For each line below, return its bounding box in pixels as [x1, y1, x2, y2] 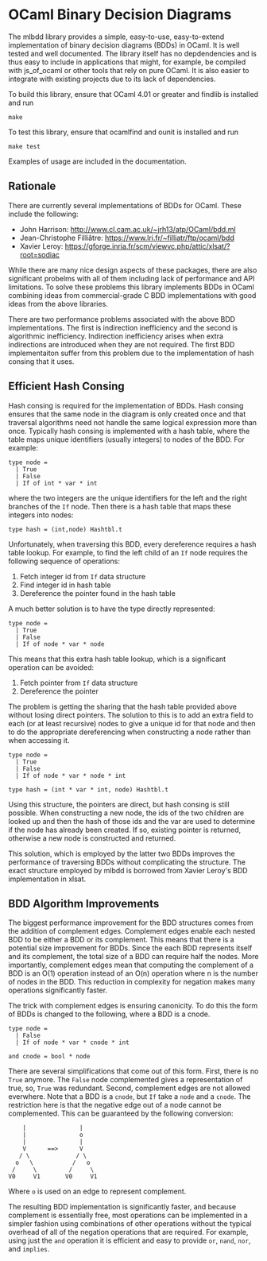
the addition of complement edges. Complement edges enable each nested [8, 926, 256, 936]
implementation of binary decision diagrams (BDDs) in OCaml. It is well [8, 40, 240, 49]
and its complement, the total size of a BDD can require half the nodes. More [8, 952, 259, 961]
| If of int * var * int [15, 479, 98, 487]
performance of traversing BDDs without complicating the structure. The [8, 857, 246, 867]
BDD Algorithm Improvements [8, 896, 160, 911]
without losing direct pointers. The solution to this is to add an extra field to [8, 710, 253, 720]
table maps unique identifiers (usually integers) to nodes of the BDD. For [8, 435, 245, 444]
